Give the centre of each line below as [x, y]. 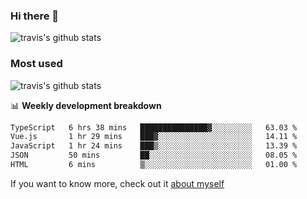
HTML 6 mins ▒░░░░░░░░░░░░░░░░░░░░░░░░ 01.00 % [154, 165]
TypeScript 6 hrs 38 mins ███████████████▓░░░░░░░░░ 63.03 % [154, 127]
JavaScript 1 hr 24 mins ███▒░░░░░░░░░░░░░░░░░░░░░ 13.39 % [154, 146]
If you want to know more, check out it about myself [117, 183]
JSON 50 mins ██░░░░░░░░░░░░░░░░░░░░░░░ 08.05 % [154, 155]
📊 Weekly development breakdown [86, 105]
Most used [36, 64]
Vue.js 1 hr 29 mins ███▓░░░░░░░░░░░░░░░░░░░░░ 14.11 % [154, 137]
